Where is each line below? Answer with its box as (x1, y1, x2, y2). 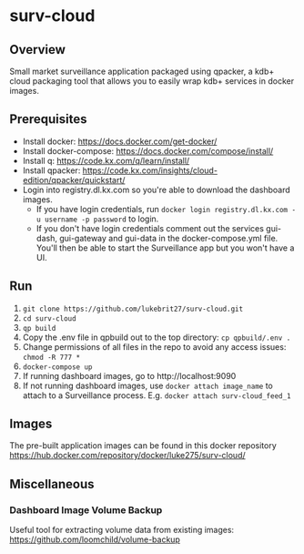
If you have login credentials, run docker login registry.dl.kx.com (35, 203, 289, 214)
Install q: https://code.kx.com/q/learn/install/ (22, 155, 190, 166)
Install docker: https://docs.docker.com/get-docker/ (22, 136, 218, 147)
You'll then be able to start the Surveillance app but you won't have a (35, 242, 295, 253)
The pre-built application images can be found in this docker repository (9, 440, 278, 451)
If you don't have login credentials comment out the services (35, 222, 264, 233)
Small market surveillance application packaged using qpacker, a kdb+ (9, 66, 275, 77)
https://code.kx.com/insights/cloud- (82, 165, 218, 176)
